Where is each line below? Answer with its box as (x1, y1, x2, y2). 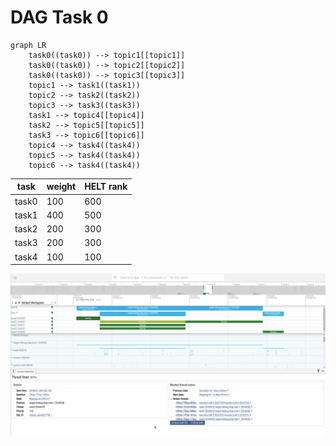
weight (46, 181, 77, 193)
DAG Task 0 (10, 6, 109, 29)
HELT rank (84, 181, 128, 193)
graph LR (10, 40, 47, 50)
